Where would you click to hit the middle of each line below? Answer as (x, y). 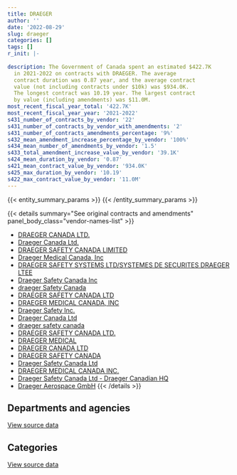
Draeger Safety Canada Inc (58, 280)
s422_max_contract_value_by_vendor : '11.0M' (74, 179)
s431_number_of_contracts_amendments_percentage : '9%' (90, 133)
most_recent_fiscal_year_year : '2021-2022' (73, 113)
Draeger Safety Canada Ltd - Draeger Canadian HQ (93, 378)
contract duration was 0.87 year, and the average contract (105, 80)
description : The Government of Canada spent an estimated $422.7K (110, 67)
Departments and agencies (69, 408)
